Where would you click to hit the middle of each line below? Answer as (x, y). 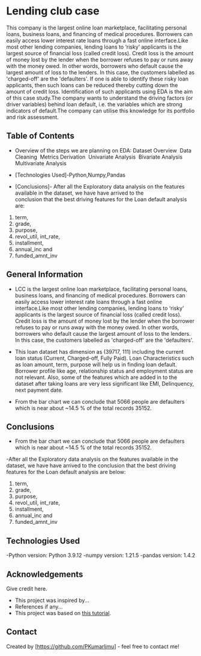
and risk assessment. (32, 117)
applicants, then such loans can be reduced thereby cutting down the (92, 85)
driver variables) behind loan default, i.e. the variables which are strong (94, 104)
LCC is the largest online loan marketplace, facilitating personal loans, (101, 289)
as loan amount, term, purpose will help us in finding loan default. (96, 364)
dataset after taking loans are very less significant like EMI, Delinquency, (104, 383)
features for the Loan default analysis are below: (66, 472)
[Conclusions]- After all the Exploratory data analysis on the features (100, 186)
